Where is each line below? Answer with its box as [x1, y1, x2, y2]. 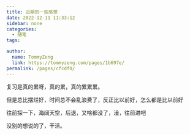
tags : [6, 37, 20, 43]
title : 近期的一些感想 [6, 9, 58, 15]
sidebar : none [6, 20, 43, 26]
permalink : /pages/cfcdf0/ [6, 65, 75, 71]
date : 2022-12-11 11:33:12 [6, 15, 75, 21]
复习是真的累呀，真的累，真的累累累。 [6, 83, 103, 90]
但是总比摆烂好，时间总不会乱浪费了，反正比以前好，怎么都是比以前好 [6, 96, 184, 103]
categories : [6, 26, 37, 32]
